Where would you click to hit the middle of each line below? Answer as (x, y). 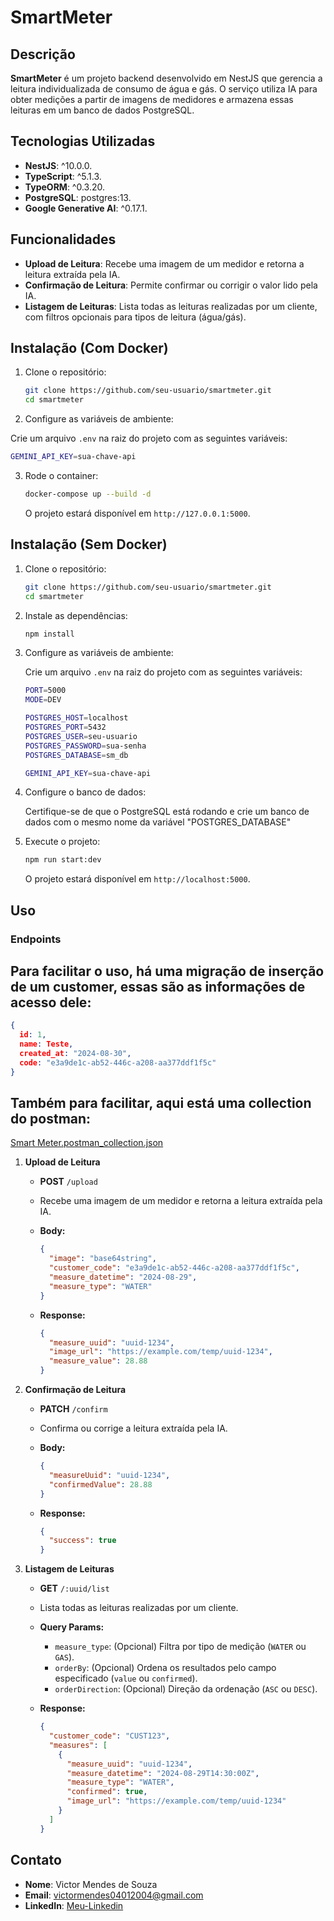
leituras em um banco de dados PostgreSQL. (102, 110)
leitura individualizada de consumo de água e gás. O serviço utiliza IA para (164, 89)
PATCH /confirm (73, 1409)
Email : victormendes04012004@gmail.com (114, 1895)
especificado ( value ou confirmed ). (126, 1678)
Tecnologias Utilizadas (83, 141)
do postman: (51, 1119)
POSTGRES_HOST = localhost (76, 718)
